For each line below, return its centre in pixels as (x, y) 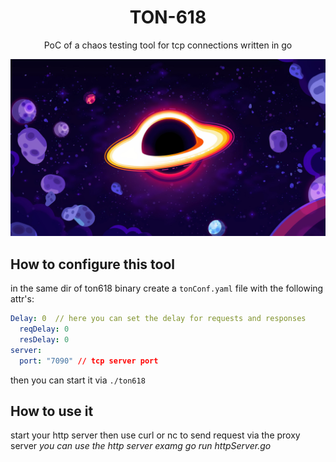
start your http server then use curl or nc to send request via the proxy (155, 435)
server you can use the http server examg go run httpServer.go (141, 446)
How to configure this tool (93, 264)
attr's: (22, 299)
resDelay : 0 (44, 340)
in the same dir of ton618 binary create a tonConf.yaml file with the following (167, 288)
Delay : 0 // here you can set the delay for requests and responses (158, 319)
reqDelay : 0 (44, 329)
